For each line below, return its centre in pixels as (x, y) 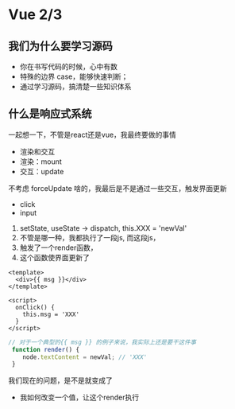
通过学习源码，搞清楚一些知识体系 (75, 86)
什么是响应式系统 (50, 114)
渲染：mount (40, 162)
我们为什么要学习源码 (60, 46)
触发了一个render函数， (58, 247)
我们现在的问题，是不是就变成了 (60, 380)
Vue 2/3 (35, 15)
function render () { (46, 349)
